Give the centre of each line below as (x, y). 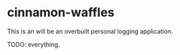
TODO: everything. (34, 44)
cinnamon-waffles (61, 13)
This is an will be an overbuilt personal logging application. (90, 31)
